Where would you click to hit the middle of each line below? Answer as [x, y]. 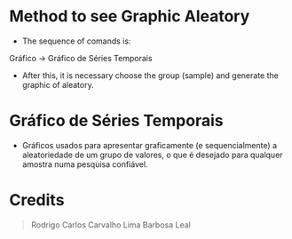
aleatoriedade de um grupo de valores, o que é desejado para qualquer [152, 155]
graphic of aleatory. [58, 84]
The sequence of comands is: [76, 41]
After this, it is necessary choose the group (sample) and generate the [150, 75]
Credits [37, 200]
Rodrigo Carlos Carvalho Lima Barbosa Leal [110, 225]
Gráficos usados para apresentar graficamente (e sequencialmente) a [150, 145]
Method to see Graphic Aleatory [130, 16]
